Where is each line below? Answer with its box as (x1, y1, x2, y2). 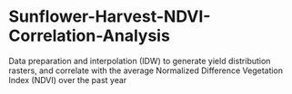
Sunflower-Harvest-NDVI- (8, 6, 211, 27)
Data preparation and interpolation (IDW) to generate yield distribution (8, 55, 271, 66)
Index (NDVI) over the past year (8, 74, 127, 85)
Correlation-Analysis (8, 25, 170, 46)
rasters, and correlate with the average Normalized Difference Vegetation (8, 65, 284, 76)
